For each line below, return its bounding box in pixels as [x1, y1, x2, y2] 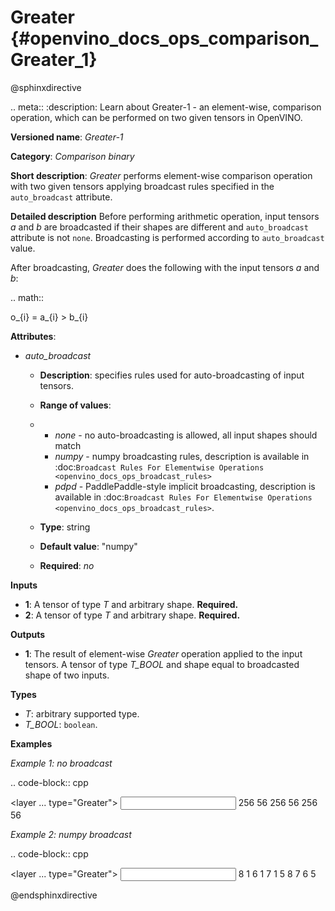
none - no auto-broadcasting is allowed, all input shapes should [54, 429, 318, 441]
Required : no [39, 559, 95, 571]
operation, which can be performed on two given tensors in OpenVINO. [10, 111, 303, 123]
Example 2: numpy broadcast [10, 828, 132, 840]
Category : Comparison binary [10, 150, 135, 162]
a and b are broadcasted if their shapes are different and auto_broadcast [10, 221, 309, 233]
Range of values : [39, 399, 112, 411]
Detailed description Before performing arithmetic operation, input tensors [10, 210, 320, 222]
